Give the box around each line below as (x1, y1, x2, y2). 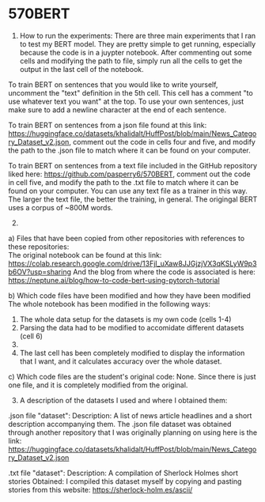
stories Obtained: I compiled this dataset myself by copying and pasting (8, 476, 242, 486)
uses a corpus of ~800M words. (8, 202, 113, 212)
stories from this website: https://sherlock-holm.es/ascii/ (8, 485, 193, 494)
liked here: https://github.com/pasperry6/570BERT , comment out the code (8, 169, 251, 179)
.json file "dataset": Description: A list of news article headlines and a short (8, 410, 252, 420)
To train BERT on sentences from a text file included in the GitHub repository (8, 160, 258, 170)
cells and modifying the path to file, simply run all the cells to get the (19, 56, 243, 66)
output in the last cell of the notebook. (19, 64, 144, 74)
